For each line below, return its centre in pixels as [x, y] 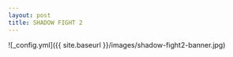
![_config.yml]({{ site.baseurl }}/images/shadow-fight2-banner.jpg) [117, 45]
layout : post [30, 15]
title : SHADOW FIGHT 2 [45, 23]
